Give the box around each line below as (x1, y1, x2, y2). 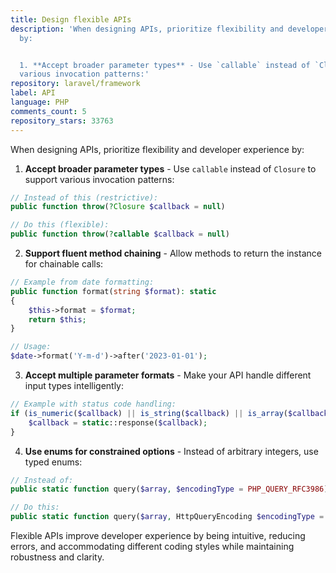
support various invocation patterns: (24, 173, 175, 185)
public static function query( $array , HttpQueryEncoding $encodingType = (10, 512, 325, 522)
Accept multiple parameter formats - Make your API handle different (24, 369, 312, 381)
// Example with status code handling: (10, 399, 177, 409)
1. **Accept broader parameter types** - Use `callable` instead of (19, 60, 311, 70)
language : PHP (10, 97, 70, 107)
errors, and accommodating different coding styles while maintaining (10, 541, 295, 552)
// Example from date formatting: (10, 277, 155, 287)
